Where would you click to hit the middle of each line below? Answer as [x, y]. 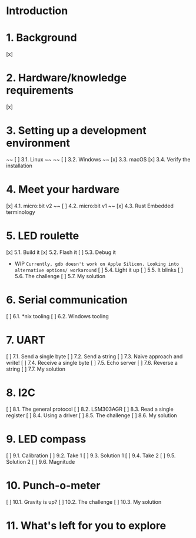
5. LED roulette [43, 236]
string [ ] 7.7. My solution [36, 369]
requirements [40, 90]
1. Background [42, 38]
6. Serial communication [67, 300]
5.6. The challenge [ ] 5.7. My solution [60, 276]
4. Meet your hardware [63, 189]
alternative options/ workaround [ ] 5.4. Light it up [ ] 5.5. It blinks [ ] [99, 270]
